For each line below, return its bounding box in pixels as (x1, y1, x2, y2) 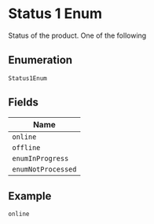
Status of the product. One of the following (8, 31, 147, 40)
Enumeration (8, 53, 73, 67)
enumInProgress (12, 154, 69, 163)
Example (8, 189, 52, 203)
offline (12, 143, 41, 152)
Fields (8, 96, 39, 109)
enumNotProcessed (12, 164, 77, 174)
